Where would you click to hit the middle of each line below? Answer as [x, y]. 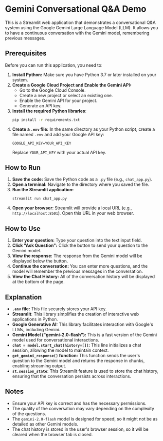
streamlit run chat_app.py [39, 199]
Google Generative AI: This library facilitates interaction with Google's [82, 324]
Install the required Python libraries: [49, 111]
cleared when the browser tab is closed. [52, 434]
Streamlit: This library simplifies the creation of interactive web [75, 314]
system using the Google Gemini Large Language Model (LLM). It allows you [81, 27]
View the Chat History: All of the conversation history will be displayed [83, 277]
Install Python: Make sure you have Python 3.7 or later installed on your [84, 75]
